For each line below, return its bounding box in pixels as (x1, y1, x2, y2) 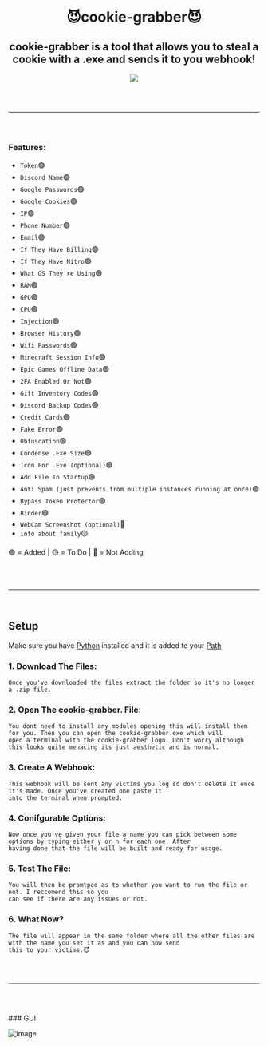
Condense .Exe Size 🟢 (19, 448, 92, 458)
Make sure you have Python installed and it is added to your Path (8, 640, 222, 650)
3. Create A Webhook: (8, 762, 96, 773)
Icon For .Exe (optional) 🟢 (19, 460, 113, 470)
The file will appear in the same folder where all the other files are (8, 932, 255, 940)
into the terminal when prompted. (8, 793, 124, 802)
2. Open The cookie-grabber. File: (8, 704, 142, 715)
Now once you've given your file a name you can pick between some (8, 830, 238, 838)
